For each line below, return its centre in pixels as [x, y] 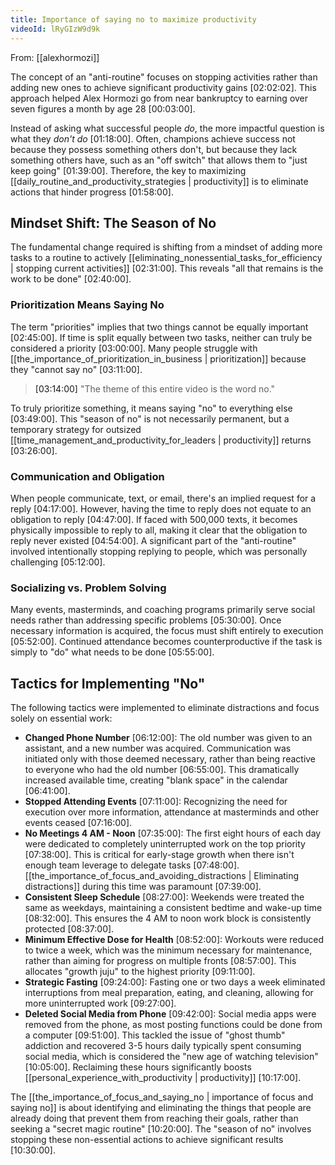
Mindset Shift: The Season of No [113, 222]
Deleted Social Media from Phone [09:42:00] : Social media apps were [170, 1014]
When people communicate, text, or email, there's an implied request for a [163, 498]
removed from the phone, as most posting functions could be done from [173, 1025]
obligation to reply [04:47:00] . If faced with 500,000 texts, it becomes [154, 519]
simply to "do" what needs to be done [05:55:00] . [112, 652]
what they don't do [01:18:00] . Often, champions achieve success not [153, 138]
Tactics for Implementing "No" [108, 683]
